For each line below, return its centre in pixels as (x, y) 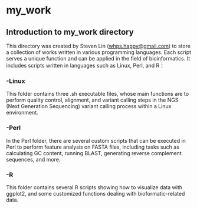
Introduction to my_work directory (70, 32)
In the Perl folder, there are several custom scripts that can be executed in (96, 140)
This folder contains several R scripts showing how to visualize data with (94, 187)
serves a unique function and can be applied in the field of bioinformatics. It (98, 58)
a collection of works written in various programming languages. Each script (99, 52)
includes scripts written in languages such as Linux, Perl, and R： (86, 66)
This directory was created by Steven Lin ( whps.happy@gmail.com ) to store (98, 46)
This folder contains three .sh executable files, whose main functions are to (98, 94)
